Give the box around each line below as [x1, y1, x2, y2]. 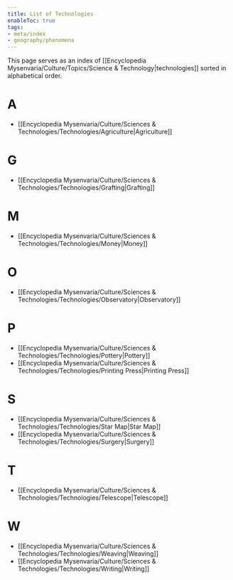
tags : [7, 23, 23, 31]
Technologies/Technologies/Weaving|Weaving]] [17, 549, 158, 558]
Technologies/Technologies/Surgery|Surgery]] [17, 437, 155, 446]
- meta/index [7, 30, 46, 38]
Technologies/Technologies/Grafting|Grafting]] [17, 183, 155, 192]
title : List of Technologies [7, 10, 94, 18]
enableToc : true [7, 17, 55, 24]
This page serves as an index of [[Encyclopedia [7, 56, 147, 65]
